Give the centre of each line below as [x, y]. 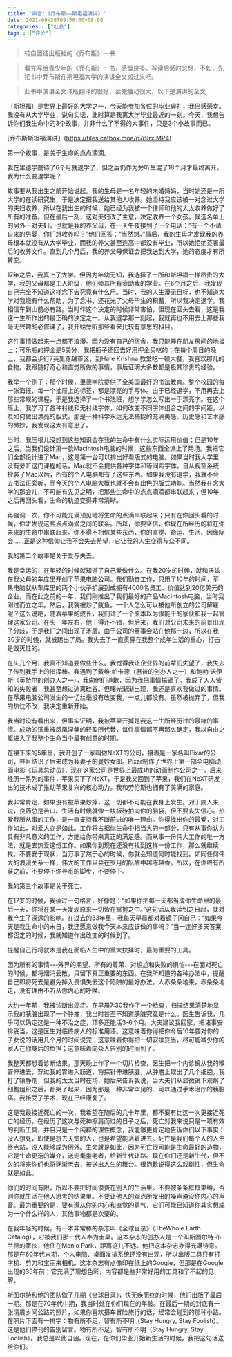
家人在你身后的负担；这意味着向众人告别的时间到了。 [83, 1049]
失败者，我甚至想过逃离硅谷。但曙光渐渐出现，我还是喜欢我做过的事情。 [122, 689]
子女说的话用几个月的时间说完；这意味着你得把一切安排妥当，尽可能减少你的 [116, 1040]
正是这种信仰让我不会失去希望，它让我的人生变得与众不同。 [108, 541]
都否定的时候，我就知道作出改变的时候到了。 [71, 935]
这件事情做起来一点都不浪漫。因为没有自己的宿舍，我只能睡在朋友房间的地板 [116, 341]
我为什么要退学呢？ [35, 176]
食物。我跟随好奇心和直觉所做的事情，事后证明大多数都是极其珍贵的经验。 [113, 367]
